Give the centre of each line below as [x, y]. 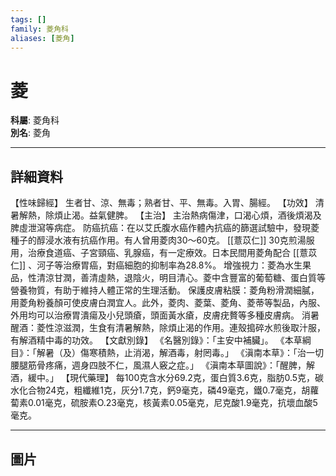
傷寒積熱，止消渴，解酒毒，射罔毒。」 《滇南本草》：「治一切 [201, 353]
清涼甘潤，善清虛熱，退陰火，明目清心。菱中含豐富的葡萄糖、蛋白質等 [181, 278]
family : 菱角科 [39, 29]
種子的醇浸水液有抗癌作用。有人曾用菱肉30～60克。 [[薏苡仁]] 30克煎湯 [158, 240]
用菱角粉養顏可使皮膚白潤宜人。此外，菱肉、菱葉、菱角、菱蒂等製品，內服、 [168, 303]
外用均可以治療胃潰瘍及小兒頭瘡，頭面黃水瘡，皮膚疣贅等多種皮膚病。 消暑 [165, 315]
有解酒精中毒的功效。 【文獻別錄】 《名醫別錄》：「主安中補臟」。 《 [147, 340]
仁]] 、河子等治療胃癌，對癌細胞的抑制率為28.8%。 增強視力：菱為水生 [156, 265]
